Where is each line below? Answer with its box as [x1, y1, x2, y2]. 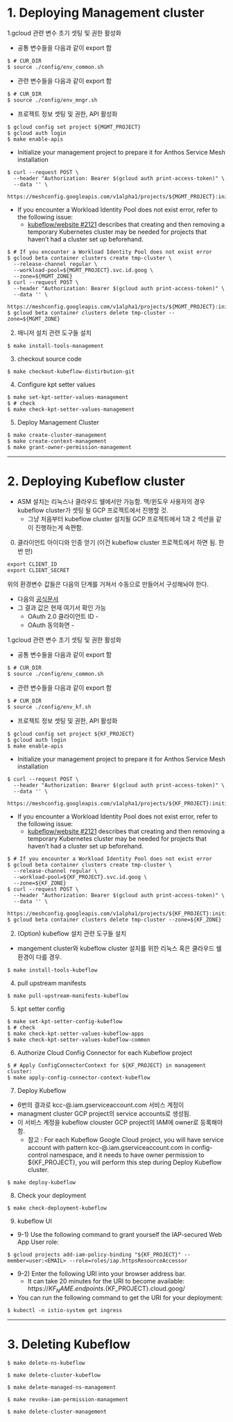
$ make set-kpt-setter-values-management [7, 393, 129, 401]
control [27, 1151, 49, 1159]
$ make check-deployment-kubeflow [7, 1204, 107, 1212]
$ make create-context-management [7, 437, 107, 445]
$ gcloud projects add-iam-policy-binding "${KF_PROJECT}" [7, 1251, 182, 1258]
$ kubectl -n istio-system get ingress [7, 1306, 123, 1313]
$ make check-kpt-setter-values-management [7, 406, 135, 413]
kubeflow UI [17, 1217, 52, 1225]
